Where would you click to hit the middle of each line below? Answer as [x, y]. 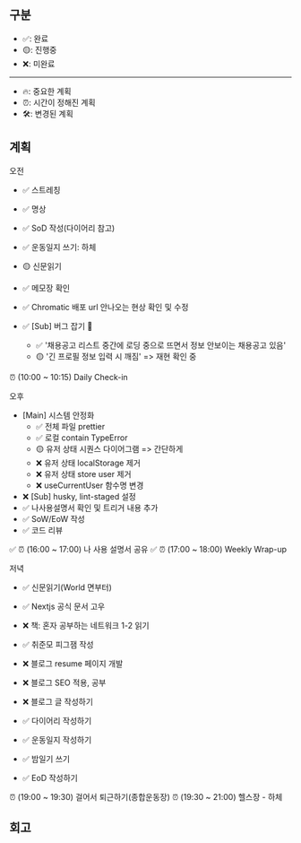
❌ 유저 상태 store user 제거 [83, 474]
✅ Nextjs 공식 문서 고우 [64, 606]
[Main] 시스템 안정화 [58, 415]
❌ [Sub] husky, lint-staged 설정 [79, 496]
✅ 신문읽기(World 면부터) [67, 587]
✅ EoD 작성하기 [50, 778]
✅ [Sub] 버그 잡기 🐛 [57, 326]
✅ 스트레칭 [41, 189]
